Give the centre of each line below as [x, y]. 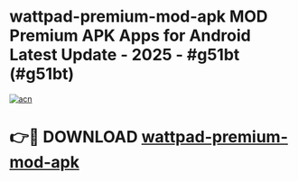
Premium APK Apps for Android [130, 36]
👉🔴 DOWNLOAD [74, 137]
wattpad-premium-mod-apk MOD [139, 17]
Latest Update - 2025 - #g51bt [125, 55]
